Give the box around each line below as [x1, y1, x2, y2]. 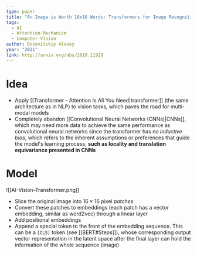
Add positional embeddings [14, 216, 81, 223]
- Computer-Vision [11, 36, 57, 42]
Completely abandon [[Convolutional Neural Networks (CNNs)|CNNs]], [14, 115, 186, 122]
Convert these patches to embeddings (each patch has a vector [14, 204, 169, 211]
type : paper [6, 8, 35, 15]
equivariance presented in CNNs [14, 146, 96, 153]
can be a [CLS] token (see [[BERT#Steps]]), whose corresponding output [14, 229, 191, 236]
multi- [170, 103, 185, 110]
